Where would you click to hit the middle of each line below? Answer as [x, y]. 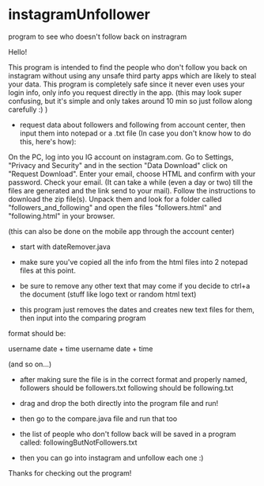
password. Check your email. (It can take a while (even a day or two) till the [130, 182]
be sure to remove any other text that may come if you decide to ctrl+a [135, 285]
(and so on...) [30, 364]
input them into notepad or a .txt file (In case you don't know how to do [135, 133]
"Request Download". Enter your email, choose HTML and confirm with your [132, 174]
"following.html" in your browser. [62, 216]
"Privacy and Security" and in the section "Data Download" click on [118, 165]
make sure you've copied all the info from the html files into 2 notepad [134, 262]
